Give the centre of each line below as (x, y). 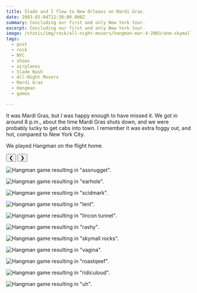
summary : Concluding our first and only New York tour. (76, 22)
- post (19, 45)
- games (21, 94)
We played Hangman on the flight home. (55, 145)
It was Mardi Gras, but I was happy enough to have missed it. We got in (92, 115)
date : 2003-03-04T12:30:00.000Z (45, 17)
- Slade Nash (27, 72)
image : (14, 34)
